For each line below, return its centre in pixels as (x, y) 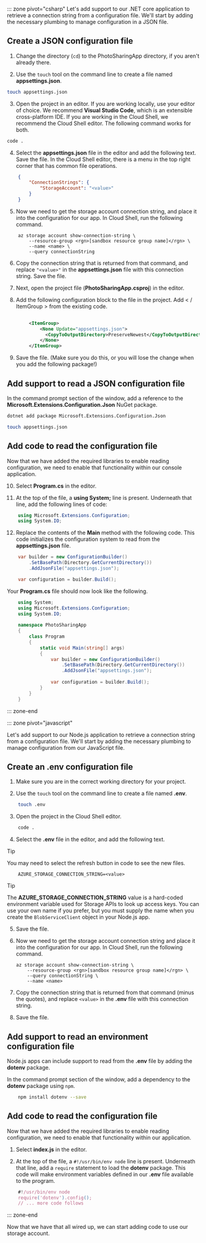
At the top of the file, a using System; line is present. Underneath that (104, 497)
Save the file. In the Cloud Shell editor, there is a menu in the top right (103, 159)
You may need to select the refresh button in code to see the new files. (96, 863)
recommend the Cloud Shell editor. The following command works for (103, 123)
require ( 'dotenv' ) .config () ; (55, 1198)
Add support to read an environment (78, 1037)
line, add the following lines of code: (61, 504)
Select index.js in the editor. (51, 1149)
